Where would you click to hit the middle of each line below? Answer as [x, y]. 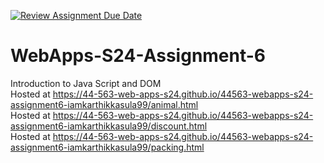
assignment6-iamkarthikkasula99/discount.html [109, 126]
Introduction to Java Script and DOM [86, 83]
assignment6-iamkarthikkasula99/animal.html [104, 104]
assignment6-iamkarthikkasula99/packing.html [107, 147]
